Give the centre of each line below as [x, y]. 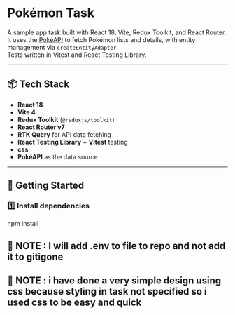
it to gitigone [35, 256]
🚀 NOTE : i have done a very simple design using [114, 281]
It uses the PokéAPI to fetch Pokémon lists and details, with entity [101, 39]
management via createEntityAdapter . [63, 47]
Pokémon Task [51, 13]
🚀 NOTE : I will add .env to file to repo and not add [116, 246]
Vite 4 [27, 112]
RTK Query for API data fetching [64, 134]
